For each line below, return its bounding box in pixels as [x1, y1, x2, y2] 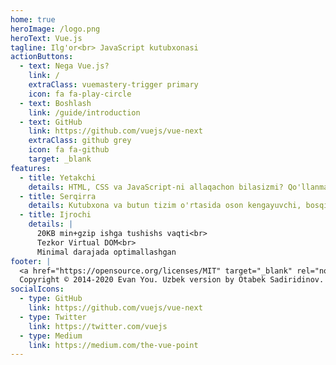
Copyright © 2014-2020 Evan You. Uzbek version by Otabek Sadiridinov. [19, 275, 325, 285]
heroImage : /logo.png [10, 24, 101, 34]
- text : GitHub [19, 117, 83, 127]
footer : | [10, 256, 52, 266]
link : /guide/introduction [28, 107, 141, 118]
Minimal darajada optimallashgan [36, 247, 177, 257]
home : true [10, 14, 56, 25]
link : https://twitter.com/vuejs [28, 321, 168, 331]
